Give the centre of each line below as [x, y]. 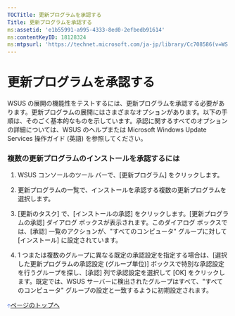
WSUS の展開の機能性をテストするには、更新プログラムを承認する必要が [113, 103]
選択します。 [36, 199]
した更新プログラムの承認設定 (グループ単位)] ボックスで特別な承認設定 [121, 264]
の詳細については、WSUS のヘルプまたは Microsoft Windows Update [107, 129]
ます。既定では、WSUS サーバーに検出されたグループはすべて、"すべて [120, 282]
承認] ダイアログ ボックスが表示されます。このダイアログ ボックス [126, 222]
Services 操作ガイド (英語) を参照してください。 [77, 139]
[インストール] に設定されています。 [69, 240]
